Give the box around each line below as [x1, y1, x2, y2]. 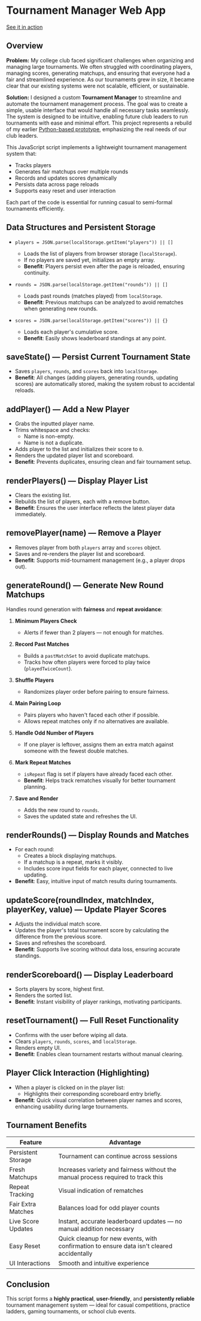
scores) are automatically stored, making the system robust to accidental [14, 380, 195, 388]
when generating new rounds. [23, 305, 98, 312]
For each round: [14, 846, 55, 853]
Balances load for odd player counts [58, 1204, 160, 1212]
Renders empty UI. [14, 1044, 62, 1051]
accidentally [58, 1249, 93, 1257]
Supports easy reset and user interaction [14, 187, 116, 194]
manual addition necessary [58, 1225, 135, 1233]
